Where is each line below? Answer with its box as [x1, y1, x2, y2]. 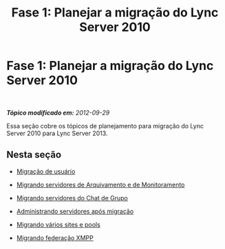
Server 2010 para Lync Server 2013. [6, 129, 108, 137]
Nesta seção [6, 149, 62, 161]
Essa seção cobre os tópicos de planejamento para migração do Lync [6, 121, 204, 130]
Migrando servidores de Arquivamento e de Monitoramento [16, 180, 185, 189]
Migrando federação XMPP [16, 233, 94, 241]
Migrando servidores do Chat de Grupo [16, 193, 128, 202]
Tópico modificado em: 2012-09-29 [6, 108, 110, 117]
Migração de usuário [16, 167, 76, 176]
